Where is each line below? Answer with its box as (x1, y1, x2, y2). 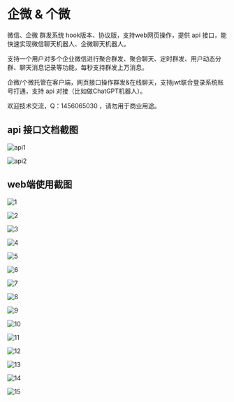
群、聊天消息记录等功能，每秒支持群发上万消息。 (7, 63, 148, 71)
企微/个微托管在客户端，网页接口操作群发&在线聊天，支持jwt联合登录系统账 (7, 78, 224, 86)
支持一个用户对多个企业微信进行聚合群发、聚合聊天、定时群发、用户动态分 (7, 54, 221, 63)
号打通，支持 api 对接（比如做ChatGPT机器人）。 (7, 87, 147, 95)
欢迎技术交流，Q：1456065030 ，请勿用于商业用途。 (7, 101, 161, 110)
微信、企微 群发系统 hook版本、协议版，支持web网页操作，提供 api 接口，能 (7, 31, 227, 39)
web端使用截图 (7, 179, 73, 191)
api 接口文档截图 (7, 124, 79, 136)
